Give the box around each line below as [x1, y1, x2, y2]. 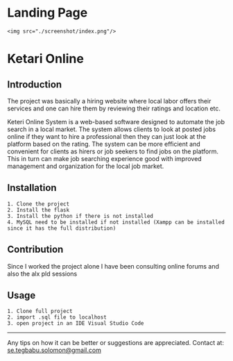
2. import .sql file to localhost [7, 314, 107, 321]
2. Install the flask [7, 206, 70, 213]
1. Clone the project [7, 200, 70, 208]
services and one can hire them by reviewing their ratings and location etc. [7, 104, 221, 112]
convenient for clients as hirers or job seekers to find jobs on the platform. [7, 147, 218, 156]
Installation [7, 182, 57, 194]
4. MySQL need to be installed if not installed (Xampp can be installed [7, 219, 225, 226]
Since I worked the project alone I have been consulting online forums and [7, 262, 220, 270]
